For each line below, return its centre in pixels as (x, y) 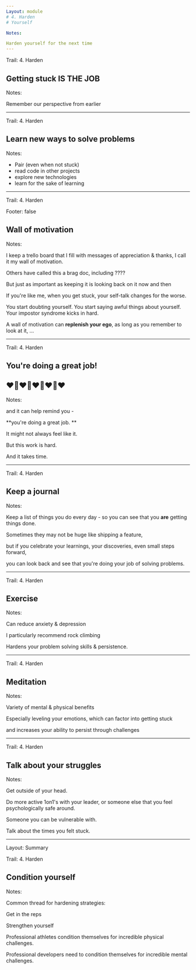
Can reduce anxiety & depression (46, 624)
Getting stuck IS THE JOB (53, 79)
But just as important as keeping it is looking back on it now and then (89, 284)
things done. (21, 523)
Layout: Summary (27, 848)
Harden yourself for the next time (49, 44)
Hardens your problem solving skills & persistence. (67, 646)
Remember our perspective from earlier (53, 104)
